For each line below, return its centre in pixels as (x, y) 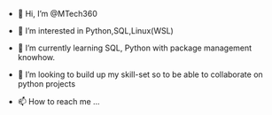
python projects (47, 84)
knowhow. (36, 57)
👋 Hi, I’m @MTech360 (57, 14)
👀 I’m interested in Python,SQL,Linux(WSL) (96, 31)
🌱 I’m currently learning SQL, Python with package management (135, 48)
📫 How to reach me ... (58, 101)
